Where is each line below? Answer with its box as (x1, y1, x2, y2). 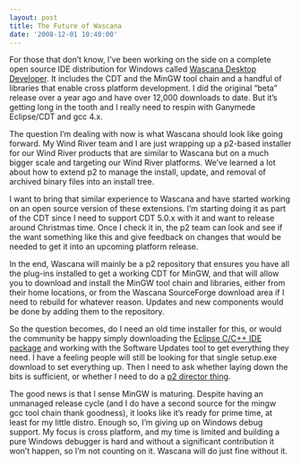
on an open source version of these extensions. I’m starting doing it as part (9, 203, 287, 214)
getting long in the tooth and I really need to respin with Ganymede (9, 102, 256, 113)
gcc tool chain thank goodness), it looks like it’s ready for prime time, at (9, 408, 273, 418)
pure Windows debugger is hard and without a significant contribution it (9, 436, 275, 447)
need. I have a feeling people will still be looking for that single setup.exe (9, 352, 278, 363)
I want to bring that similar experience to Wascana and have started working (9, 194, 291, 204)
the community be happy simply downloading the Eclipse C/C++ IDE (9, 333, 262, 344)
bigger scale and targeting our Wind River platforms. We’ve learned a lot (9, 158, 276, 168)
